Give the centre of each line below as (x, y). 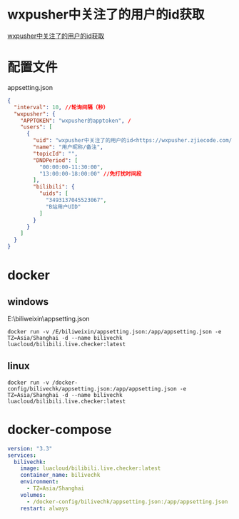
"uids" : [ (54, 193)
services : (22, 455)
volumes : (33, 495)
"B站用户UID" (63, 207)
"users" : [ (36, 127)
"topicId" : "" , (56, 153)
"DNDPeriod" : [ (56, 160)
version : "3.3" (30, 448)
